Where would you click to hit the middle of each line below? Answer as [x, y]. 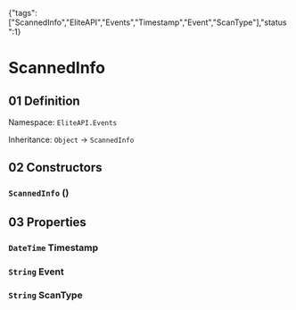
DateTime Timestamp [53, 247]
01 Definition [45, 101]
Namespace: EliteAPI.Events [63, 122]
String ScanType [45, 296]
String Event [36, 272]
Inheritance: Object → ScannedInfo [71, 139]
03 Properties [47, 222]
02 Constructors [55, 168]
